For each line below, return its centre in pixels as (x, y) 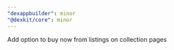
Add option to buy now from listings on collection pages (87, 39)
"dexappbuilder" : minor (42, 13)
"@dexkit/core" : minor (40, 20)
